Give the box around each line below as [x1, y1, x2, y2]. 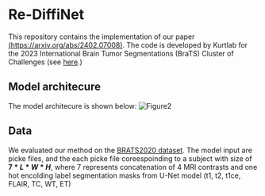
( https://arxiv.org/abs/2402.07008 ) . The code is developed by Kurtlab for [8, 40, 248, 49]
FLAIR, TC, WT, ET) [8, 179, 71, 188]
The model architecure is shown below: [8, 101, 137, 110]
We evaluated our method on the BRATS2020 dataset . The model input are [8, 145, 252, 155]
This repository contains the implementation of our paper [8, 32, 195, 41]
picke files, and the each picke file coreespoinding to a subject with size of [8, 153, 252, 163]
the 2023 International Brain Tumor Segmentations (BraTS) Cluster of [8, 48, 234, 58]
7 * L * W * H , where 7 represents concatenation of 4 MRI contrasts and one [8, 162, 258, 171]
